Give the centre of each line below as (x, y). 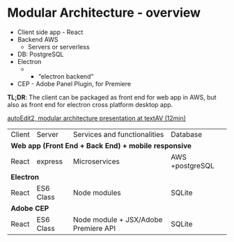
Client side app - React (50, 32)
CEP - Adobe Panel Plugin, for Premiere (74, 83)
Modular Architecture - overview (104, 13)
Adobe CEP (30, 208)
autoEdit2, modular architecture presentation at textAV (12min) (97, 118)
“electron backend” (66, 76)
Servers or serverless (58, 47)
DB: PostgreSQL (40, 54)
